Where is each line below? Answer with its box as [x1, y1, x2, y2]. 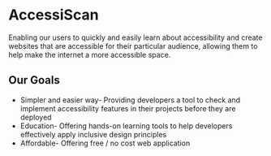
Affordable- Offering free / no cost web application [19, 138, 191, 148]
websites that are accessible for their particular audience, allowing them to [8, 41, 258, 50]
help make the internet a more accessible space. [8, 50, 171, 59]
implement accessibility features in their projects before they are [19, 103, 236, 113]
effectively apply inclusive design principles [19, 129, 167, 139]
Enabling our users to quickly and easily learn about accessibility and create [8, 32, 263, 42]
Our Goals [8, 73, 61, 87]
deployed [19, 112, 52, 122]
